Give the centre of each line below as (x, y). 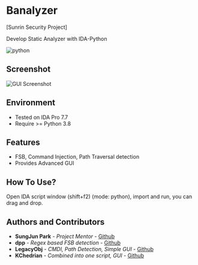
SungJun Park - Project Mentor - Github (65, 236)
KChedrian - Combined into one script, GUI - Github (79, 255)
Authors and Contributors (55, 222)
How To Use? (31, 182)
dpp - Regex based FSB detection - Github (68, 243)
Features (23, 142)
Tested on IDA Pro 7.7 (41, 117)
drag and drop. (25, 203)
